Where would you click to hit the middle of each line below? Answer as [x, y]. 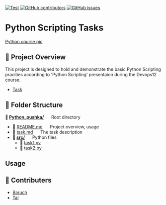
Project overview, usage [74, 126]
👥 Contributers [28, 180]
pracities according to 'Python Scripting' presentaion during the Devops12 [81, 74]
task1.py [33, 142]
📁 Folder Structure [34, 105]
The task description [62, 132]
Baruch [20, 192]
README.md [30, 126]
